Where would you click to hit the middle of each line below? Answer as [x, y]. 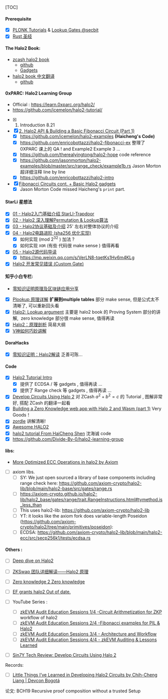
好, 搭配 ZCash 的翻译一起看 [41, 403]
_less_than [31, 505]
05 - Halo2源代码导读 [34, 252]
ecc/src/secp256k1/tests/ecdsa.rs [55, 538]
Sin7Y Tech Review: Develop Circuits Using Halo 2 [64, 655]
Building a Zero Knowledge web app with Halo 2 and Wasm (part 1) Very [87, 409]
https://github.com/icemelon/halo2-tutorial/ [57, 110]
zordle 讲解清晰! [29, 421]
